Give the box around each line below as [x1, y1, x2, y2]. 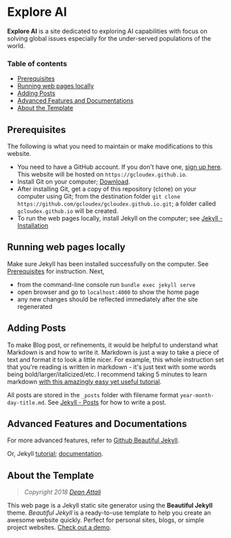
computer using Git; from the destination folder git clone [17, 192, 181, 201]
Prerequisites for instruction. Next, [7, 267, 105, 275]
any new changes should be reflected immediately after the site [17, 295, 199, 303]
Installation [17, 221, 49, 230]
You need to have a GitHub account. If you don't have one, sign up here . [17, 163, 223, 171]
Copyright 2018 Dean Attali [23, 488, 101, 497]
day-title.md [7, 399, 45, 406]
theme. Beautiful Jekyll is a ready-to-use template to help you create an [7, 508, 212, 517]
